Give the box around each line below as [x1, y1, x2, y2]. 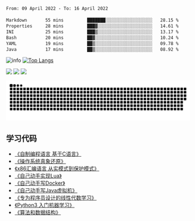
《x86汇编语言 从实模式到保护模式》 [14, 165, 100, 172]
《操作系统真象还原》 [14, 157, 66, 164]
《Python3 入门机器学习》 [14, 201, 75, 208]
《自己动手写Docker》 [14, 179, 65, 187]
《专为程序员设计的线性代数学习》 [14, 194, 97, 201]
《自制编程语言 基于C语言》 [14, 150, 82, 157]
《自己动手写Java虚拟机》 [14, 187, 78, 194]
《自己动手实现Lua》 [14, 172, 62, 179]
